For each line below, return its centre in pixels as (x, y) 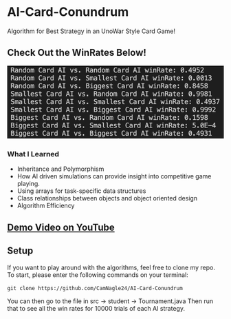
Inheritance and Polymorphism (60, 169)
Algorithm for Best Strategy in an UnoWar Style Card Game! (91, 31)
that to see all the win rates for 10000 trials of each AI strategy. (96, 308)
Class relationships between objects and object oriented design (107, 198)
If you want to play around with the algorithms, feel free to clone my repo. (111, 267)
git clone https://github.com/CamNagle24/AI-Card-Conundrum (95, 288)
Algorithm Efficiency (46, 206)
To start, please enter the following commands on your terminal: (98, 275)
